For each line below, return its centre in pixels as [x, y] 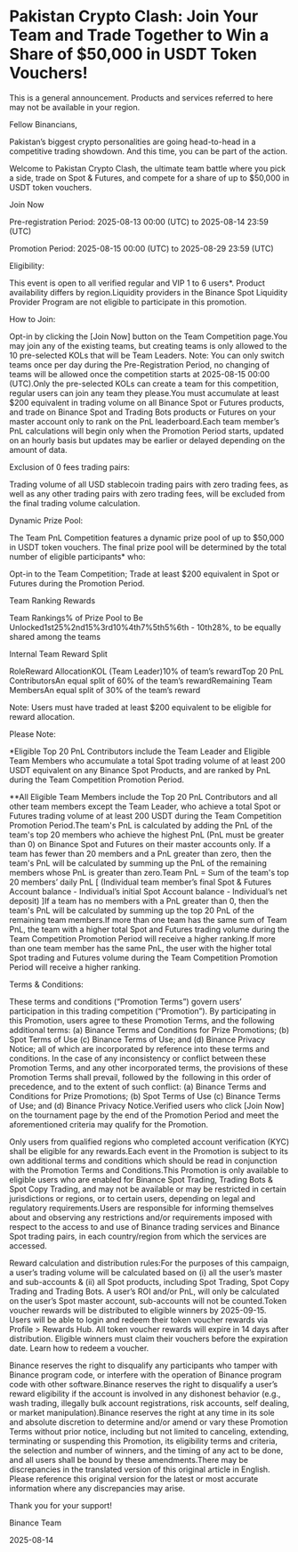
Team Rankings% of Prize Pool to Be [77, 618]
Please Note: [32, 734]
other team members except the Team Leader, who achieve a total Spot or [145, 806]
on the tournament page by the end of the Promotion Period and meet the [144, 1115]
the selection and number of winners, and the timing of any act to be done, [146, 1450]
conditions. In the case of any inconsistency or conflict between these [138, 1058]
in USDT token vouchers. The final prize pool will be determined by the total [148, 547]
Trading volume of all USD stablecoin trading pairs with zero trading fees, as [149, 484]
